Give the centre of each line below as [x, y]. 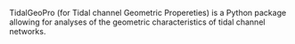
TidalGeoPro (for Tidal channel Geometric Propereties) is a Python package [148, 13]
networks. [28, 31]
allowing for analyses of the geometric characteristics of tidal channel [137, 22]
